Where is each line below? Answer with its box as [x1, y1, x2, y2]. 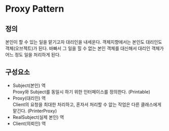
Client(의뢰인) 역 [12, 120, 46, 126]
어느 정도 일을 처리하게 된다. [5, 52, 61, 57]
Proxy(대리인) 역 [12, 95, 46, 101]
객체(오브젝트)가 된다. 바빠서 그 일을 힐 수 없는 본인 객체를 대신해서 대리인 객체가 [5, 45, 164, 51]
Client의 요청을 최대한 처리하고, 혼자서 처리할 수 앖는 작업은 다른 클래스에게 [12, 101, 161, 107]
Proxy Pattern [5, 3, 64, 15]
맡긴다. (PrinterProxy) [12, 108, 57, 114]
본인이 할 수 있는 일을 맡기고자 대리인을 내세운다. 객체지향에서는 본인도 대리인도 [5, 39, 162, 45]
